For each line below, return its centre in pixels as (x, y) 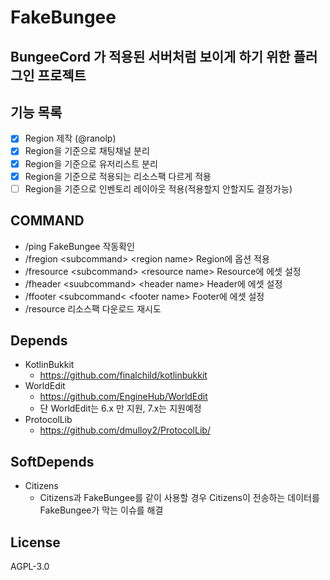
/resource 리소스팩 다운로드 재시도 (93, 308)
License (35, 542)
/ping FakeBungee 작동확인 (79, 246)
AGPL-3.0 (30, 566)
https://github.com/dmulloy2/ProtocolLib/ (125, 430)
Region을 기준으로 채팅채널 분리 (87, 151)
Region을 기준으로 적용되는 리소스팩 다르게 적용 (118, 176)
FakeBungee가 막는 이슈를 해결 (101, 510)
